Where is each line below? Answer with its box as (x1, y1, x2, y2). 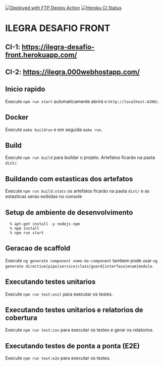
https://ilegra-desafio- (22, 43, 95, 51)
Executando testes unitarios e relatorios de (5, 306, 143, 314)
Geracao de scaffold (5, 244, 71, 253)
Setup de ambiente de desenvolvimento (5, 208, 133, 217)
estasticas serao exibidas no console (5, 193, 82, 199)
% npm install (10, 226, 39, 231)
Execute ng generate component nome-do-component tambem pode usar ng (5, 257, 158, 263)
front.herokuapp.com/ (5, 51, 77, 59)
